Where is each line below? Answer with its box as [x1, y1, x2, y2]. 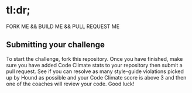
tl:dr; [6, 4, 30, 17]
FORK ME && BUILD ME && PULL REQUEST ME [6, 23, 120, 30]
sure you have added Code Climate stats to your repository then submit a [6, 61, 183, 68]
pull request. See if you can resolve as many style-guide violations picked [6, 68, 184, 75]
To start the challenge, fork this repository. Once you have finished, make [6, 55, 183, 62]
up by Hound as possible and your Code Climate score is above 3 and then [6, 74, 187, 81]
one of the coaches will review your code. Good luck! [6, 80, 135, 87]
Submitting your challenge [6, 40, 105, 50]
